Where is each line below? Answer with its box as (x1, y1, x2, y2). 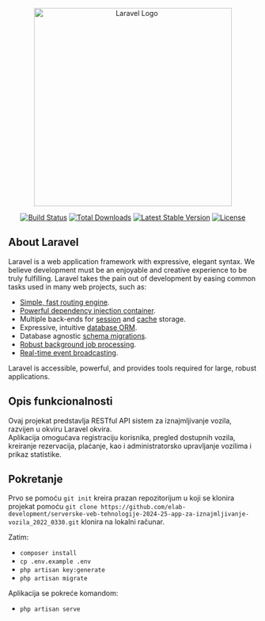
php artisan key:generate (19, 566, 105, 574)
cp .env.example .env (19, 558, 91, 566)
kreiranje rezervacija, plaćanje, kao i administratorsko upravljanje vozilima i (8, 441, 252, 450)
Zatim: (8, 532, 29, 542)
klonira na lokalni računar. (81, 517, 165, 527)
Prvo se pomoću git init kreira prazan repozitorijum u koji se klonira (8, 493, 235, 503)
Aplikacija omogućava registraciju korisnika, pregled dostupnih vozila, (8, 432, 236, 442)
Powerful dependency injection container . (19, 305, 156, 315)
